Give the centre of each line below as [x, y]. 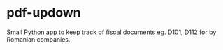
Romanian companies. [38, 39]
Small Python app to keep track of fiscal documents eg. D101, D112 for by [111, 32]
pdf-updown [44, 13]
